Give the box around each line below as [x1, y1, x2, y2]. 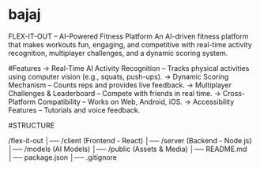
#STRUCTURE [8, 120, 55, 130]
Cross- [222, 88, 246, 98]
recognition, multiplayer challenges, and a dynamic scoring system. [8, 48, 228, 57]
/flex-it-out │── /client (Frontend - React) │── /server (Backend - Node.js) [8, 135, 252, 145]
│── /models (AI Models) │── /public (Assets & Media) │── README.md [8, 144, 247, 153]
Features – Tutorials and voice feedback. [8, 105, 141, 115]
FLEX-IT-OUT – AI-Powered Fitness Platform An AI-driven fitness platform [8, 31, 249, 41]
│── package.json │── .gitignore [8, 152, 117, 162]
